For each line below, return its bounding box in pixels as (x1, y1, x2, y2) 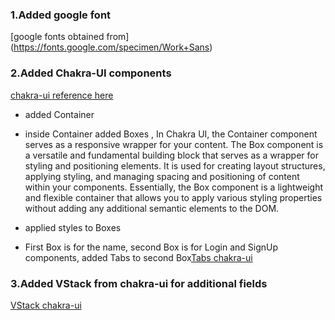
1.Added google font (10, 8, 112, 22)
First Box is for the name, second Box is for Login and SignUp (24, 241, 279, 253)
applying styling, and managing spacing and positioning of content (24, 170, 300, 182)
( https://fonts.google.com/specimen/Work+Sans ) (10, 41, 213, 53)
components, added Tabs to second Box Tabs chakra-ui (24, 251, 253, 263)
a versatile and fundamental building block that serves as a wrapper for (24, 149, 319, 161)
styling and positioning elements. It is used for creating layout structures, (24, 159, 326, 172)
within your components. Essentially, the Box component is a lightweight (24, 181, 324, 193)
